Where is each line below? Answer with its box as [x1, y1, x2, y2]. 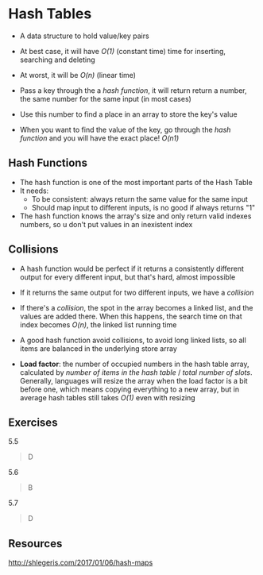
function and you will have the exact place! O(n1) [19, 133, 180, 143]
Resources [8, 537, 63, 550]
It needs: [19, 186, 49, 195]
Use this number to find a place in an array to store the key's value [19, 109, 238, 119]
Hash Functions [8, 156, 87, 170]
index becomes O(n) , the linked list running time [19, 319, 177, 330]
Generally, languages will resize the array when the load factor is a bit [19, 376, 248, 385]
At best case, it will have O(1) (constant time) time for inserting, [19, 46, 226, 56]
